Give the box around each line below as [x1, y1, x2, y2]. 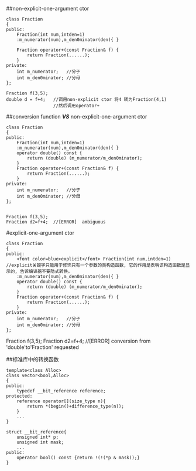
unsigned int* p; [16, 434, 59, 440]
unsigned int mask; [16, 439, 64, 445]
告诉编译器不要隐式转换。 [20, 269, 73, 275]
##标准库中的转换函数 [6, 356, 59, 362]
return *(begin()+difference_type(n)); [27, 404, 125, 409]
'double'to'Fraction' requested [6, 344, 79, 351]
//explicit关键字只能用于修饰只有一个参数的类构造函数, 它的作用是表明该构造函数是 [6, 262, 186, 268]
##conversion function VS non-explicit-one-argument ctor [6, 113, 147, 120]
